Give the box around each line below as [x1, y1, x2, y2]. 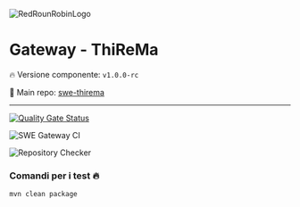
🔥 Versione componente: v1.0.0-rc [9, 69, 139, 79]
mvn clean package [9, 190, 78, 199]
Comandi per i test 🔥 [9, 170, 100, 182]
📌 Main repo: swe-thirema [9, 87, 105, 97]
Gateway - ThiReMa [9, 40, 159, 60]
